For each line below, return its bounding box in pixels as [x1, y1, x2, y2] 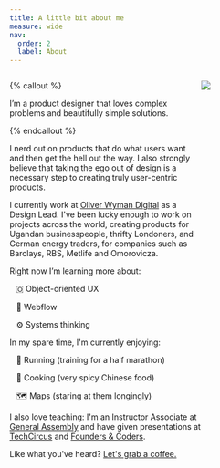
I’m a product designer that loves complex [9, 98, 168, 109]
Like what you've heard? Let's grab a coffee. [9, 449, 177, 460]
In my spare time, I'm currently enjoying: [9, 337, 162, 348]
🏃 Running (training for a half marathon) [16, 355, 166, 366]
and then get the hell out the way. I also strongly [9, 152, 190, 164]
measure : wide [9, 22, 64, 31]
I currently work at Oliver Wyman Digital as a [9, 200, 177, 211]
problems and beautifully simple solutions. [9, 108, 169, 119]
